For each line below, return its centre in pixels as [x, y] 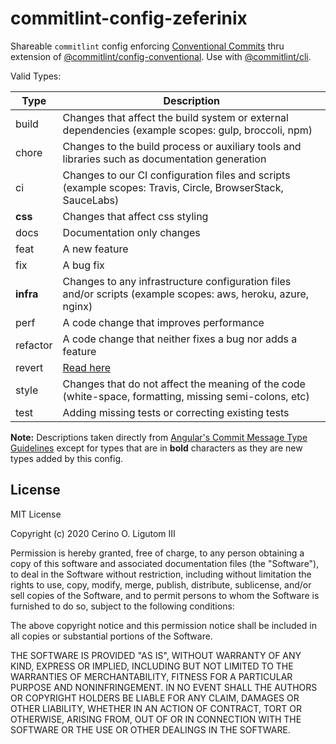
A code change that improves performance [163, 322]
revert [29, 367]
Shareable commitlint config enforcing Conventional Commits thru [147, 46]
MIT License [36, 514]
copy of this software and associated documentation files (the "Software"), [165, 563]
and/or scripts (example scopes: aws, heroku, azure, [186, 294]
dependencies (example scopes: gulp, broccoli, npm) [187, 130]
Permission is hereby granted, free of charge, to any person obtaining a [157, 553]
